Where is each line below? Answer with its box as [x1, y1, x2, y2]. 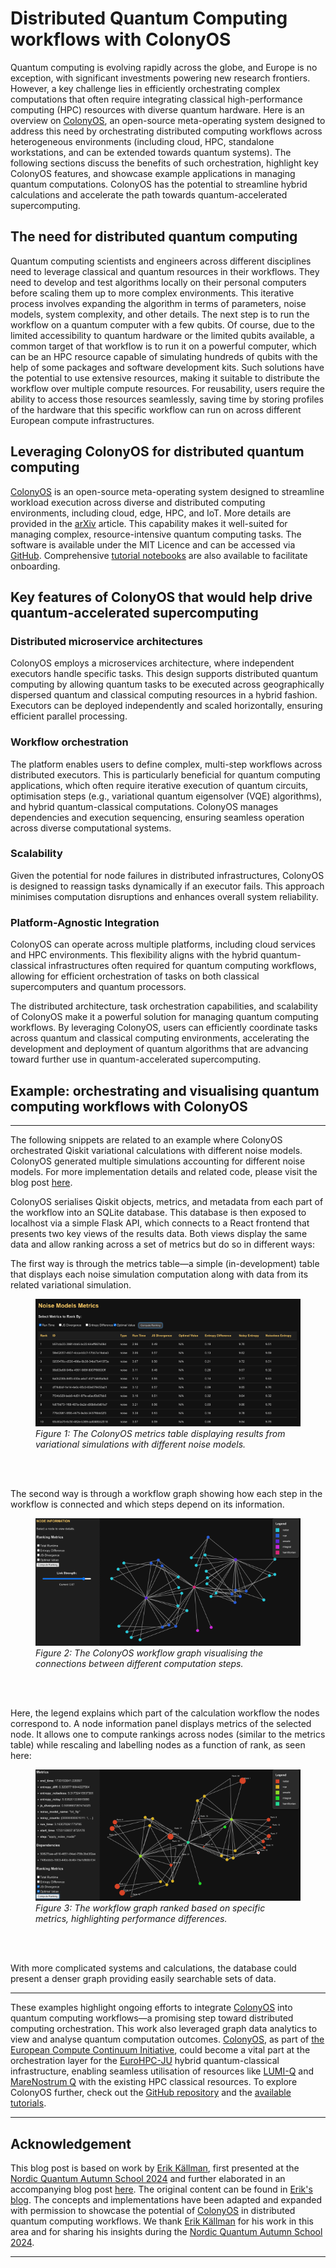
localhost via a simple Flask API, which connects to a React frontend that [10, 1217, 310, 1229]
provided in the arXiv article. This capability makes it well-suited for [10, 517, 288, 529]
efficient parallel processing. [10, 710, 128, 722]
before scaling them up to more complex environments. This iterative [10, 287, 295, 299]
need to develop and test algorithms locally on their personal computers [10, 276, 307, 288]
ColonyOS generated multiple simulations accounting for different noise [10, 1155, 306, 1167]
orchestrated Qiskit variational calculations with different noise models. [10, 1144, 303, 1156]
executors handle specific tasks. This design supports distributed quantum [10, 668, 319, 680]
